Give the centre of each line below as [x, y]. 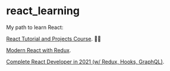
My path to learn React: [35, 27]
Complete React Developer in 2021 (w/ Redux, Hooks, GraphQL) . [85, 62]
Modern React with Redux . [39, 50]
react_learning [43, 11]
